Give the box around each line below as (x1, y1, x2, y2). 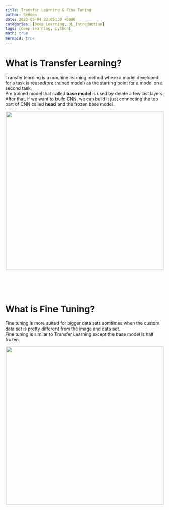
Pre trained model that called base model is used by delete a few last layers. (5, 90, 164, 96)
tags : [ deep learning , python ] (5, 26, 71, 31)
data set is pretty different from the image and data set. (5, 325, 120, 332)
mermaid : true (5, 36, 35, 41)
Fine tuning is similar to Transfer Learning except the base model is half (5, 331, 154, 337)
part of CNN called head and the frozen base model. (5, 101, 115, 107)
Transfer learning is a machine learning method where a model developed (5, 74, 159, 80)
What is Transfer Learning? (5, 58, 122, 69)
